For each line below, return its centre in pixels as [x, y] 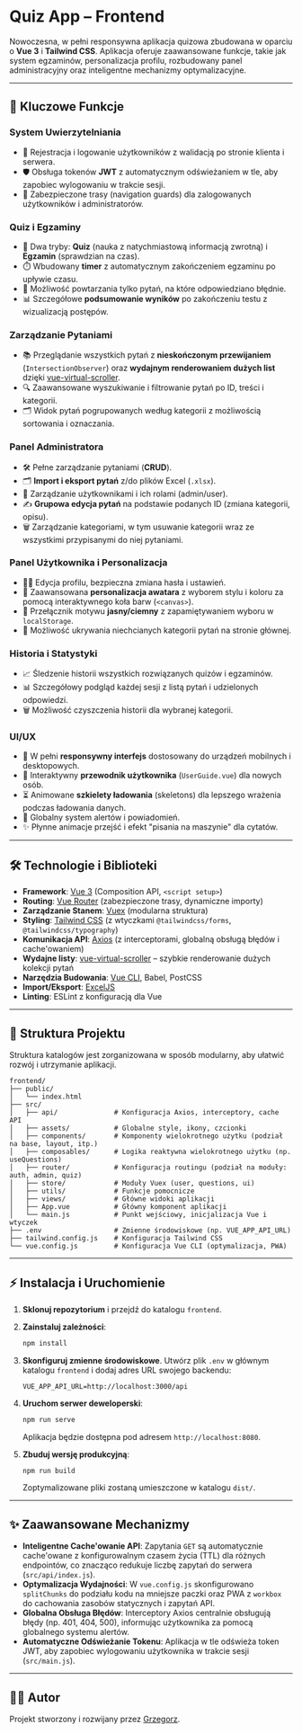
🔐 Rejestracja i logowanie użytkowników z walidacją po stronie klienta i [153, 152]
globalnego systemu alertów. [76, 1632]
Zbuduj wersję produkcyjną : [76, 1454]
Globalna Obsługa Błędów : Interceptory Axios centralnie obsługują [147, 1613]
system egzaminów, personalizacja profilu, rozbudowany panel [126, 60]
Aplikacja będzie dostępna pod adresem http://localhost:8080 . [141, 1436]
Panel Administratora [57, 447]
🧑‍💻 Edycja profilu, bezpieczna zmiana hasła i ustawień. [124, 582]
